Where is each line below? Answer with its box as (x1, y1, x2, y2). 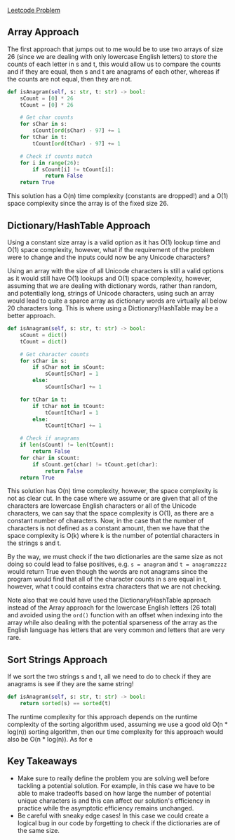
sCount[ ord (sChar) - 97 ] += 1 (32, 127, 121, 134)
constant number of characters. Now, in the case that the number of (7, 516, 204, 525)
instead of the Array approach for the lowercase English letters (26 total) (7, 603, 217, 612)
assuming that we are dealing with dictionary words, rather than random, (7, 282, 217, 290)
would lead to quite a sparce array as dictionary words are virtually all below (7, 296, 228, 305)
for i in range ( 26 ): (20, 159, 80, 166)
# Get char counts (20, 114, 74, 122)
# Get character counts (20, 350, 90, 357)
